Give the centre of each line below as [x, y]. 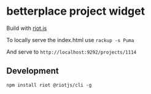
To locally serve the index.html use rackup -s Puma [70, 40]
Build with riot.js [27, 28]
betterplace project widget [76, 11]
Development [33, 71]
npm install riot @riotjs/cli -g [49, 85]
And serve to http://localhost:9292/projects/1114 [72, 52]
